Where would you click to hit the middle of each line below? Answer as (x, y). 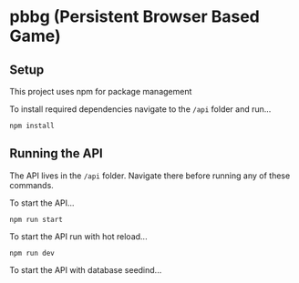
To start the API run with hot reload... (78, 236)
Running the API (56, 153)
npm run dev (32, 253)
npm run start (36, 219)
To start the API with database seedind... (86, 269)
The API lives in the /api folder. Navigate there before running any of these (150, 176)
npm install (32, 126)
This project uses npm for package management (101, 91)
